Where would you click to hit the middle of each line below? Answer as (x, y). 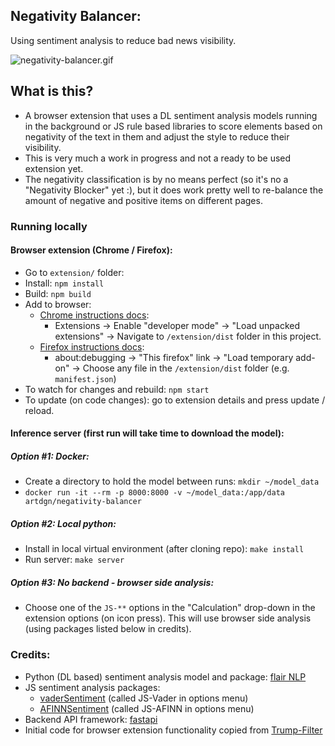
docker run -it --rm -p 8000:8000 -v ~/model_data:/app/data (155, 493)
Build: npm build (58, 293)
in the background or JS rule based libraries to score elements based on (173, 126)
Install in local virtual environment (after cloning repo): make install (164, 549)
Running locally (49, 226)
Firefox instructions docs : (92, 346)
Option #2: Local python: (63, 523)
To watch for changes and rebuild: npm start (117, 389)
